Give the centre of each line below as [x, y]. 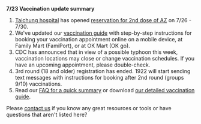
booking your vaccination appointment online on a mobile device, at [99, 39]
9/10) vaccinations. [38, 84]
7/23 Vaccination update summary [50, 9]
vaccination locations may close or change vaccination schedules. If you [105, 58]
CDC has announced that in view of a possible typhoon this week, [96, 52]
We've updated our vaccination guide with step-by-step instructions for [103, 33]
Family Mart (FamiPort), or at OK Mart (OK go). [72, 46]
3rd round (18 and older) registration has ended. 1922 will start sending [103, 71]
